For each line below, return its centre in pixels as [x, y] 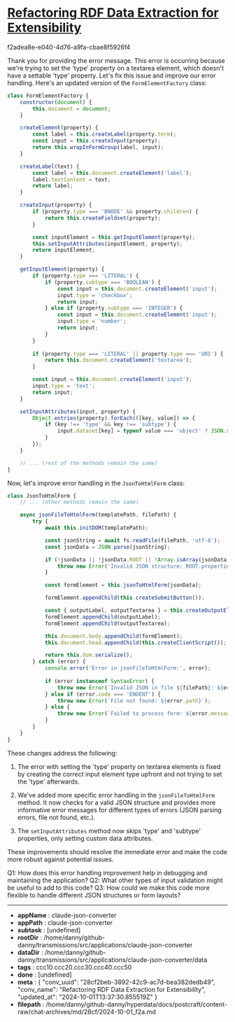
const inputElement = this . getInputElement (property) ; [114, 237]
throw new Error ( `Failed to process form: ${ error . [134, 714]
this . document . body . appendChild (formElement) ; [114, 636]
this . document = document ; [72, 109]
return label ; [53, 186]
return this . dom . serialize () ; [88, 655]
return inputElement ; [64, 250]
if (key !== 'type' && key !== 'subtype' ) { [111, 424]
